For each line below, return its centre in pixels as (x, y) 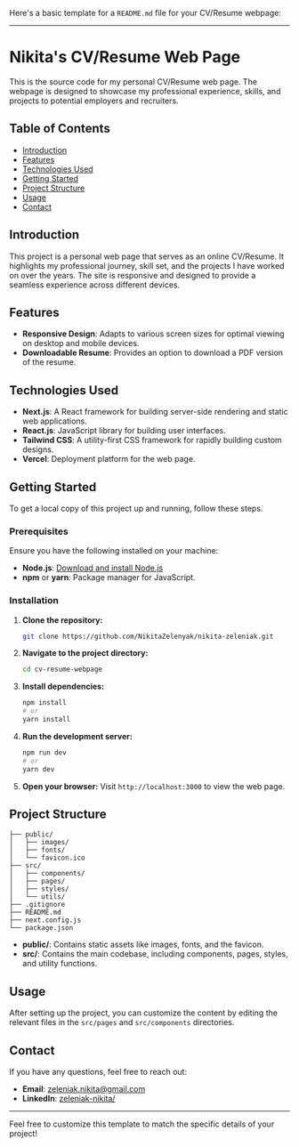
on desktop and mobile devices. (81, 343)
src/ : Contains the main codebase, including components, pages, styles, (155, 954)
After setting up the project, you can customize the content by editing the (144, 1013)
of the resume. (49, 362)
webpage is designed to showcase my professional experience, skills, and (145, 91)
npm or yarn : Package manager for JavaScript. (109, 578)
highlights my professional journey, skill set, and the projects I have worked (147, 265)
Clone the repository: (62, 620)
